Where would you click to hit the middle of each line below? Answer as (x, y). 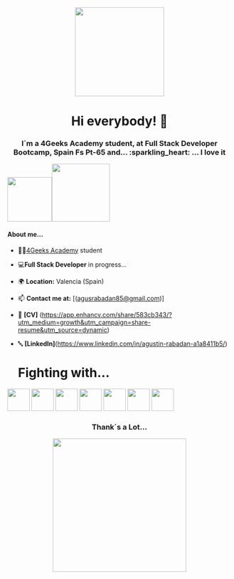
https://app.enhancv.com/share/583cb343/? (107, 314)
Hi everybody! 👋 (119, 121)
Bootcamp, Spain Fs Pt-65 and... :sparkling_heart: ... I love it (119, 152)
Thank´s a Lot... (119, 427)
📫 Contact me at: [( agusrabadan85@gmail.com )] (91, 298)
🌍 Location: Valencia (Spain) (61, 281)
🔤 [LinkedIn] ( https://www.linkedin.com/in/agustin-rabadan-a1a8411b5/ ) (122, 344)
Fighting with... (64, 372)
